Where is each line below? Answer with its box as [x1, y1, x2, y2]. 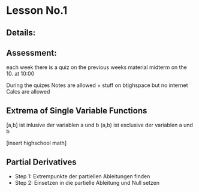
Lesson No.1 [6, 4, 68, 17]
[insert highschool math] [6, 139, 67, 147]
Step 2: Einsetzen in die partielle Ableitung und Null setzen [14, 179, 160, 187]
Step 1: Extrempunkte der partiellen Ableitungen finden [14, 173, 150, 180]
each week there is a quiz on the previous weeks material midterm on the [6, 64, 188, 71]
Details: [6, 28, 36, 38]
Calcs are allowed [6, 88, 50, 95]
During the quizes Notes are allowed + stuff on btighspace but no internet [6, 82, 188, 89]
